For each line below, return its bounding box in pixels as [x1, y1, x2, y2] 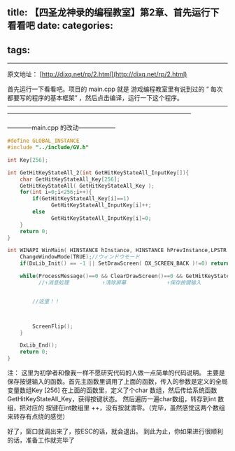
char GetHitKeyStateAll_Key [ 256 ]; [20, 176, 120, 183]
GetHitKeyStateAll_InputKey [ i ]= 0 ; [51, 214, 152, 222]
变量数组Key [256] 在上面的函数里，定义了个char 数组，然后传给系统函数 [7, 386, 218, 394]
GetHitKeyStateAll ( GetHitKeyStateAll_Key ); [20, 182, 155, 189]
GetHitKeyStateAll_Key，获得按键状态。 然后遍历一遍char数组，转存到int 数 [7, 395, 225, 403]
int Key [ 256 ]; [7, 156, 49, 163]
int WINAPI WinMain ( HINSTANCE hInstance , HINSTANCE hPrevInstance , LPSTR [7, 247, 227, 254]
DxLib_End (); [20, 342, 58, 349]
